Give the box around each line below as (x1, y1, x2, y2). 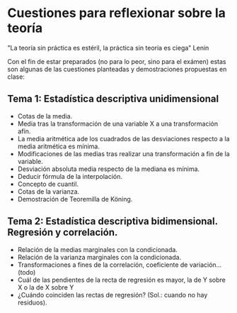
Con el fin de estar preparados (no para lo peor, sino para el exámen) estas (7, 57, 226, 65)
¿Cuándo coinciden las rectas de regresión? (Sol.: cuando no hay (17, 290, 208, 299)
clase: (7, 72, 25, 81)
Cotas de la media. (17, 111, 73, 120)
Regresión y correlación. (7, 226, 118, 238)
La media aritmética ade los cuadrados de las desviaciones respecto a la (17, 134, 230, 143)
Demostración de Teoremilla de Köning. (17, 194, 133, 203)
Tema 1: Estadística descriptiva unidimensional (7, 93, 219, 105)
